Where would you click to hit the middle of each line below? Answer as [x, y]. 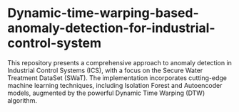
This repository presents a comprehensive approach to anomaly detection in [119, 62]
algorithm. [22, 100]
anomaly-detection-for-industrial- [111, 28]
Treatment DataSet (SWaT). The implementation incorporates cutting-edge [117, 78]
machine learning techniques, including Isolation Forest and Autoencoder [115, 85]
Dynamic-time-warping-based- [103, 13]
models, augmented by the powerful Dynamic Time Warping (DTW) [106, 93]
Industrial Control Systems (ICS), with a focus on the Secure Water [105, 70]
